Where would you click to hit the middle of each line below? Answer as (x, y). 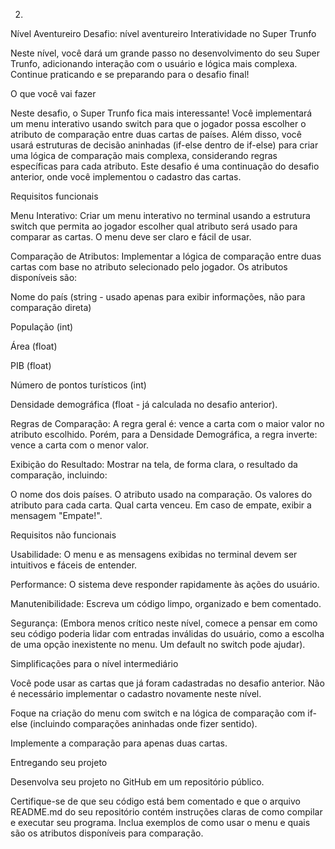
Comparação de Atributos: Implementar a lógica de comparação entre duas (166, 256)
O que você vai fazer (53, 93)
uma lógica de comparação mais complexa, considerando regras (144, 155)
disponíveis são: (44, 277)
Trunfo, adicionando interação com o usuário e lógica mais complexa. (154, 63)
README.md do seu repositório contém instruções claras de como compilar (166, 812)
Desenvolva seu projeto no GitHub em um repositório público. (137, 782)
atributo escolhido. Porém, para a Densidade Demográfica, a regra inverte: (164, 434)
